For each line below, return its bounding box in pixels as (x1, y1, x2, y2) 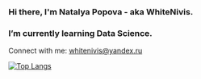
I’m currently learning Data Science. (8, 27, 153, 38)
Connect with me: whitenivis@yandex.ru (8, 46, 143, 56)
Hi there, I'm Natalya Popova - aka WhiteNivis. (8, 6, 194, 18)
